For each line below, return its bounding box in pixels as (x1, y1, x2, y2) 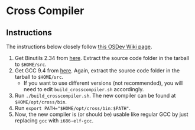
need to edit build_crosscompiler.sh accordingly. (23, 86, 144, 92)
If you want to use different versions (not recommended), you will (23, 79, 183, 86)
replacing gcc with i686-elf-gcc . (14, 117, 94, 124)
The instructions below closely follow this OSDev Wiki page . (6, 43, 152, 50)
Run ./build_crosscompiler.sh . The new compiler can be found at (14, 92, 176, 99)
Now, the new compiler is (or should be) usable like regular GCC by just (14, 111, 188, 118)
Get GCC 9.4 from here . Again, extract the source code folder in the (14, 67, 180, 74)
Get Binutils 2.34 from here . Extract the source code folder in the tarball (14, 55, 190, 61)
